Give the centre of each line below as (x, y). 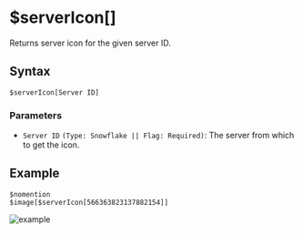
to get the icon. (51, 145)
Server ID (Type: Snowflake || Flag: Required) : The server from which (158, 136)
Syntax (30, 71)
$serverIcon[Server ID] (55, 92)
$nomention (30, 194)
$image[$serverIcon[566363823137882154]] (89, 202)
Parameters (35, 115)
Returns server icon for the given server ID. (90, 43)
